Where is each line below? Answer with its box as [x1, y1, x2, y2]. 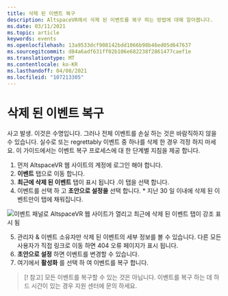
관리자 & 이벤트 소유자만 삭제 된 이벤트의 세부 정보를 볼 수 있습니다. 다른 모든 [16, 233, 222, 241]
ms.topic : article [7, 29, 60, 36]
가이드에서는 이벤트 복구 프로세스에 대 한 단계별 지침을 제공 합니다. [23, 147, 201, 155]
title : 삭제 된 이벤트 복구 [7, 10, 76, 17]
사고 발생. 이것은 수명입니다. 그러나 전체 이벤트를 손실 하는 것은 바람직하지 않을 [7, 129, 217, 138]
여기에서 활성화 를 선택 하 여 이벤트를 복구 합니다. [16, 258, 149, 267]
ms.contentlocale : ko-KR [7, 61, 78, 68]
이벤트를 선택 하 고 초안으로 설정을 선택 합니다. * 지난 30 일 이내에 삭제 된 [16, 186, 214, 195]
